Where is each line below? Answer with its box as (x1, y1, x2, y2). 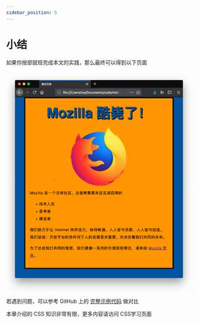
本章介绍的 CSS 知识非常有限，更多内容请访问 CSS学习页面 (6, 310, 152, 318)
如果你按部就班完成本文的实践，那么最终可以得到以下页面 (6, 58, 147, 66)
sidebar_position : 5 (6, 10, 58, 15)
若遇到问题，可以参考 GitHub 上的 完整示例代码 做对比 (6, 298, 139, 305)
